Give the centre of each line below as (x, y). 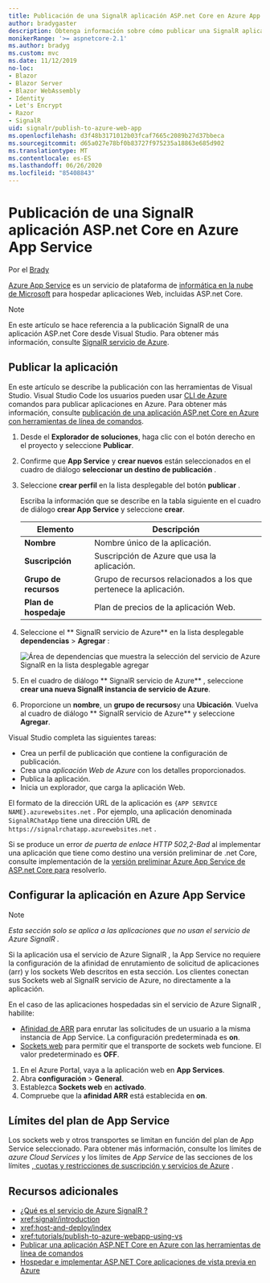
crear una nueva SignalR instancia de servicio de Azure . (115, 689)
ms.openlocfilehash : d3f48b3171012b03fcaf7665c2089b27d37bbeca (117, 135)
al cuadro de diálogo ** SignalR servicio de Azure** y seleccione (127, 713)
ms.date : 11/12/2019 (43, 61)
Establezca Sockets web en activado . (83, 1087)
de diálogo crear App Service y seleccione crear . (102, 509)
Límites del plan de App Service (89, 1121)
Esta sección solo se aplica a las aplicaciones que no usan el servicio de (129, 930)
